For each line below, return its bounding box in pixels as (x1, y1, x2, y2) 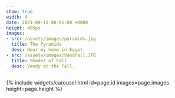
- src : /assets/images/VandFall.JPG (6, 52, 96, 58)
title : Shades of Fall (11, 58, 67, 63)
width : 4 (6, 14, 28, 20)
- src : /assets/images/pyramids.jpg (6, 36, 96, 42)
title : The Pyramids (11, 42, 62, 48)
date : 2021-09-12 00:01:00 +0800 (6, 19, 88, 25)
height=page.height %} (6, 86, 63, 93)
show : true (6, 8, 33, 15)
